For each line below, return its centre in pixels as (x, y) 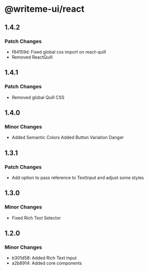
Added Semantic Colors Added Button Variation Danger (68, 137)
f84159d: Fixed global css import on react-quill (59, 52)
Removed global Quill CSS (38, 97)
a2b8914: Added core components (47, 263)
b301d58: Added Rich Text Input (44, 258)
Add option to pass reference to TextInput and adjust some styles (78, 178)
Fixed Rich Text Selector (36, 218)
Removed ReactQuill (32, 57)
